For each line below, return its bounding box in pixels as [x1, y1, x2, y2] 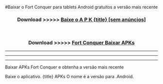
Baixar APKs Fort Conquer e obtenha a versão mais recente [5, 64, 124, 70]
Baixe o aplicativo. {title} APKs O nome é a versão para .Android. [5, 73, 134, 79]
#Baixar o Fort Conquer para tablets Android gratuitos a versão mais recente [5, 4, 158, 10]
